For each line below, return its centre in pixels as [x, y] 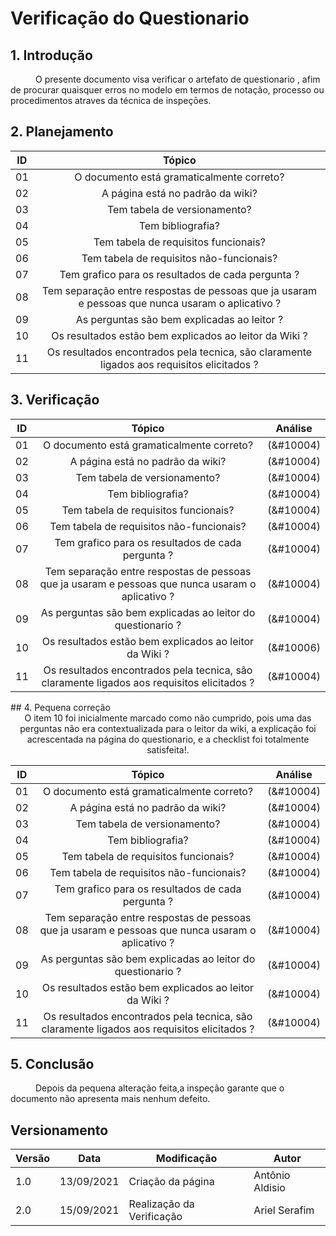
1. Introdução [51, 55]
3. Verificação [55, 400]
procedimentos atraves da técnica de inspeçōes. [111, 100]
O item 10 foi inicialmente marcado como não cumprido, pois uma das [168, 718]
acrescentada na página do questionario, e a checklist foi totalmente [168, 739]
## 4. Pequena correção [60, 707]
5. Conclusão [52, 1064]
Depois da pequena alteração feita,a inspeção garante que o [160, 1088]
